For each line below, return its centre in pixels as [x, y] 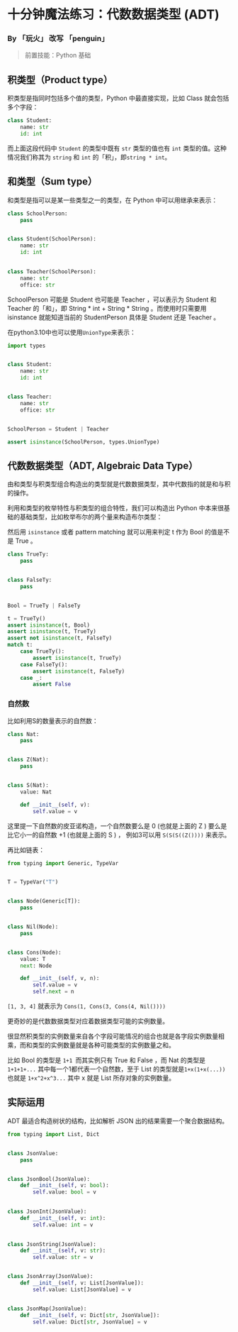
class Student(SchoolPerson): [52, 239]
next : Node [36, 966]
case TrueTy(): [42, 651]
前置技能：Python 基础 [58, 55]
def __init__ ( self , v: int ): [63, 1218]
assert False [52, 684]
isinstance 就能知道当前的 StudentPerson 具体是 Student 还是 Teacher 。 [114, 317]
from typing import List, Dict [53, 1134]
